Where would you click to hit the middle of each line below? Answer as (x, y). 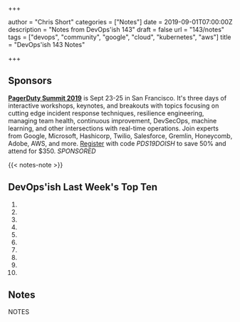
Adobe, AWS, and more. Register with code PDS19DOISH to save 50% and (117, 143)
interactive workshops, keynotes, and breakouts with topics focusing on (114, 105)
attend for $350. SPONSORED (52, 151)
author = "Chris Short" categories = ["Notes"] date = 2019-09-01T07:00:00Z (120, 22)
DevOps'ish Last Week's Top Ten (83, 187)
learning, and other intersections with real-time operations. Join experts (114, 128)
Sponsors (30, 81)
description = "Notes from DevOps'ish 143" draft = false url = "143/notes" (116, 30)
